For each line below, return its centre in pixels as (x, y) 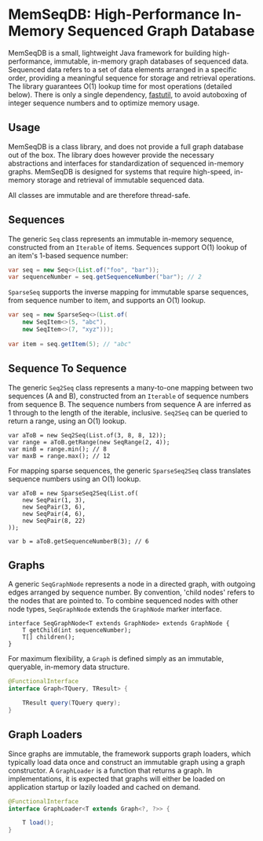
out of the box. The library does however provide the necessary (111, 155)
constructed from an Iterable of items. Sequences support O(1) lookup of (128, 247)
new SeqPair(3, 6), (54, 507)
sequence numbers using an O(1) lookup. (75, 479)
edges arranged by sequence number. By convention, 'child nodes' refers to (131, 592)
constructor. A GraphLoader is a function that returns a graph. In (110, 770)
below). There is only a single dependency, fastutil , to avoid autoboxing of (128, 94)
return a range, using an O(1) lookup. (68, 421)
